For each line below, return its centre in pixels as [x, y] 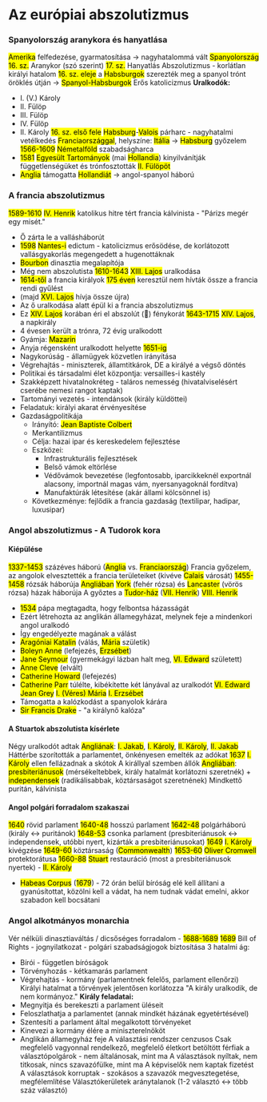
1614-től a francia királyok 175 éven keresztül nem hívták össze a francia [139, 280]
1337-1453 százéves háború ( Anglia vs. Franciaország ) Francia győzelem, [130, 567]
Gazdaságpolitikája [51, 416]
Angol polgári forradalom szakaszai [69, 807]
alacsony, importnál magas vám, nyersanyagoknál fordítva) [141, 484]
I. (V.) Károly [40, 99]
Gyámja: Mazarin [48, 339]
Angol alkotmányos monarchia [69, 921]
